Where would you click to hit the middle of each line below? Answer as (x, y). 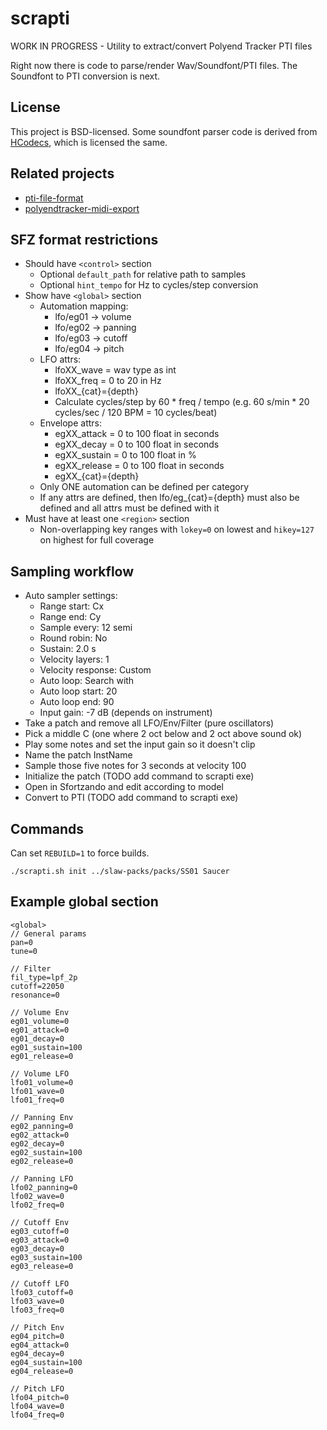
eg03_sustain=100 (46, 1257)
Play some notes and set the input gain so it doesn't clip (140, 744)
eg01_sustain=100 (46, 1047)
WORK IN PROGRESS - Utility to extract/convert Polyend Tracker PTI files (161, 46)
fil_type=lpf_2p (44, 977)
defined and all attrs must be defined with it (129, 508)
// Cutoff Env (40, 1222)
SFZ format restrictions (84, 239)
